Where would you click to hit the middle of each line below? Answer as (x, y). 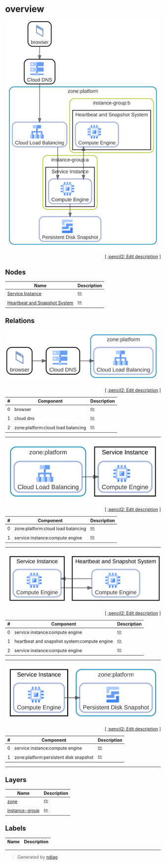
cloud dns (24, 418)
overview (25, 9)
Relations (20, 321)
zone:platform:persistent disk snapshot (54, 757)
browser (23, 410)
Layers (16, 780)
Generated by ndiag (37, 857)
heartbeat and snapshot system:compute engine (64, 641)
